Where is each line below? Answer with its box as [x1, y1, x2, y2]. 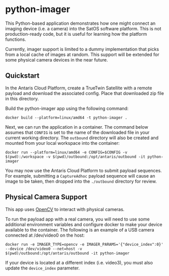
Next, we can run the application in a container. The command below [5, 124, 148, 130]
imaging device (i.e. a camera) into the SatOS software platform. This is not [5, 25, 161, 31]
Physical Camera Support [5, 193, 87, 201]
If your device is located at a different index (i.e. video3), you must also [5, 259, 153, 265]
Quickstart [5, 72, 40, 80]
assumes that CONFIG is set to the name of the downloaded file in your [5, 129, 150, 135]
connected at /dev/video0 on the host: [5, 232, 85, 238]
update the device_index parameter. [5, 265, 80, 271]
